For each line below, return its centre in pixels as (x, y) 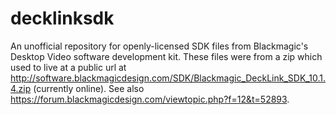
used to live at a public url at (68, 67)
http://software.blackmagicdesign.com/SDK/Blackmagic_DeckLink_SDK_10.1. (168, 78)
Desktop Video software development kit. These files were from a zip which (166, 56)
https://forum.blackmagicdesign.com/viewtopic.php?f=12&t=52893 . (150, 99)
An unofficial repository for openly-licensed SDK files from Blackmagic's (159, 46)
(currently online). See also (89, 88)
